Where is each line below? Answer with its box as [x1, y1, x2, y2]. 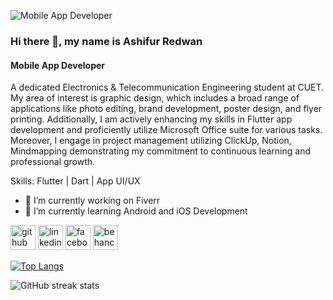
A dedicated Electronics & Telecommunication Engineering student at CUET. [10, 81, 325, 94]
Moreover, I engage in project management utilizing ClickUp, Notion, [10, 135, 292, 147]
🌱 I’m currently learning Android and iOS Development [24, 205, 248, 217]
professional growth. [10, 156, 96, 168]
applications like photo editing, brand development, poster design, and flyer [10, 103, 323, 115]
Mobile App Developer [10, 59, 106, 71]
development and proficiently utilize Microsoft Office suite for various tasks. [10, 124, 323, 136]
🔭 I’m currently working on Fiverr [24, 195, 161, 207]
